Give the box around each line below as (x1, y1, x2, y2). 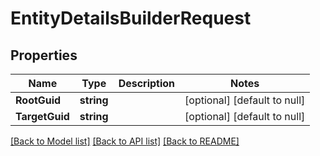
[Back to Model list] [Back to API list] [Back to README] (10, 135, 240, 147)
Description (118, 77, 176, 90)
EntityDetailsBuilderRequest (10, 7, 252, 30)
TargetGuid (15, 110, 70, 123)
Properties (10, 47, 78, 64)
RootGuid (15, 93, 62, 107)
